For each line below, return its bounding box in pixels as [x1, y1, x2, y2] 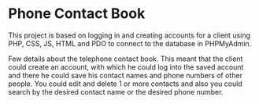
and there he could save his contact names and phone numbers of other [8, 70, 242, 80]
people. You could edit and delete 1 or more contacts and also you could [8, 79, 242, 88]
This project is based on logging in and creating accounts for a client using [8, 30, 250, 40]
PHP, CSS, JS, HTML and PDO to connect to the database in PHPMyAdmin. [8, 38, 252, 48]
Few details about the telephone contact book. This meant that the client [8, 54, 243, 63]
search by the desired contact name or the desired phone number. [8, 87, 224, 96]
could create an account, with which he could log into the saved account [8, 62, 244, 71]
